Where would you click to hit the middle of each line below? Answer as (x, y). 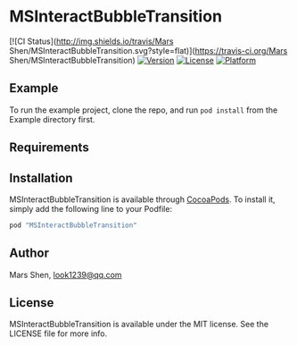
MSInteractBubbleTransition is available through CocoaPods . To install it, (142, 199)
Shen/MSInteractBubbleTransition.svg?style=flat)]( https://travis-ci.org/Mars (148, 50)
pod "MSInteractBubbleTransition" (74, 225)
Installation (41, 177)
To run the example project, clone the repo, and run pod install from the (144, 110)
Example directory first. (52, 119)
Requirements (49, 148)
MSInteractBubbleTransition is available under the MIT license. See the (139, 325)
